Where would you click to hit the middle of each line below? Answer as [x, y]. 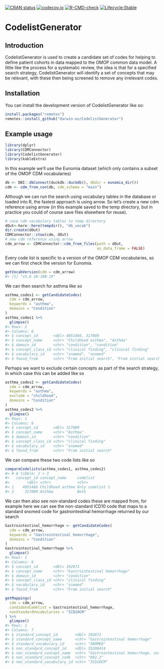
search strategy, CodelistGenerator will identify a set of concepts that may [80, 73]
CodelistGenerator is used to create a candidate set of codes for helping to [80, 57]
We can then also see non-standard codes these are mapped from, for [76, 501]
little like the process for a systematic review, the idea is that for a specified [81, 68]
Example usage [29, 134]
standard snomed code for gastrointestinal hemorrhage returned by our [77, 511]
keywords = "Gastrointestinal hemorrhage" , [54, 535]
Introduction [24, 45]
